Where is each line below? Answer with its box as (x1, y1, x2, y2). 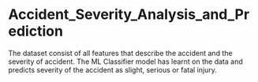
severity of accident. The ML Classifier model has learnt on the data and (8, 57, 243, 66)
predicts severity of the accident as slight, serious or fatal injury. (8, 65, 217, 74)
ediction (8, 22, 63, 40)
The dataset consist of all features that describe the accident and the (8, 48, 233, 58)
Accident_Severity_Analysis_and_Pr (8, 6, 250, 24)
